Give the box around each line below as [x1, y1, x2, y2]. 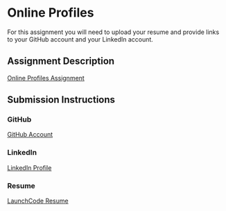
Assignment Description [7, 56, 115, 67]
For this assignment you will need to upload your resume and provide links [7, 28, 220, 36]
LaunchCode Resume [7, 196, 69, 205]
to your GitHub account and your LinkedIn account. [7, 35, 154, 43]
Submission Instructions [7, 94, 116, 105]
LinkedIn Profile [7, 163, 52, 171]
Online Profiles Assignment [7, 74, 85, 82]
